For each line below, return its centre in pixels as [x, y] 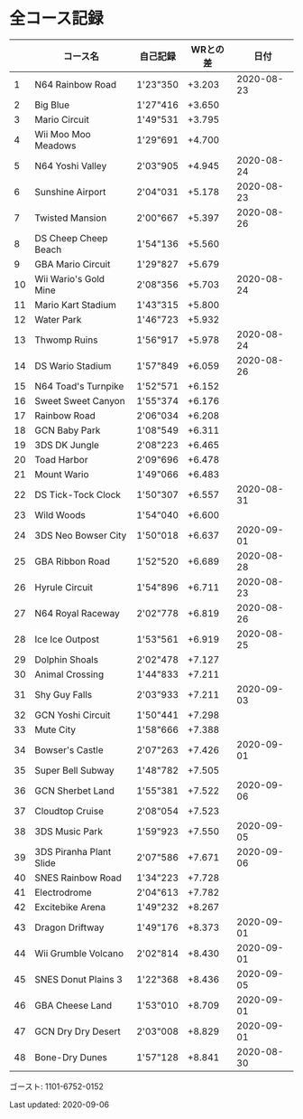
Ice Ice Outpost [67, 639]
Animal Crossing [69, 674]
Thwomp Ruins [66, 340]
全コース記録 [56, 19]
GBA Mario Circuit [73, 264]
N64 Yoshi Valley [71, 165]
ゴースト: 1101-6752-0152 [56, 1086]
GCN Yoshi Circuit [73, 715]
